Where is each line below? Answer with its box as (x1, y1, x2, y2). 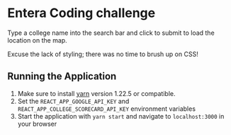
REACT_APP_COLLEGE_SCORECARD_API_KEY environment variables (17, 104, 196, 113)
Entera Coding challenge (7, 5, 156, 21)
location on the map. (7, 36, 67, 44)
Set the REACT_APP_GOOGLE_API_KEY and (17, 97, 130, 105)
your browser (17, 119, 57, 128)
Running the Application (7, 70, 117, 82)
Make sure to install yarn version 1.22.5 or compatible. (17, 89, 176, 97)
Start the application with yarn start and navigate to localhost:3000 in (17, 112, 225, 120)
